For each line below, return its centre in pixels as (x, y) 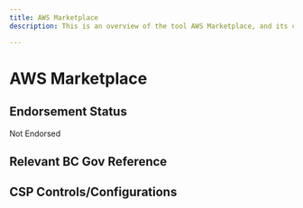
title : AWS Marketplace (54, 18)
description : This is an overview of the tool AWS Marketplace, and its (149, 26)
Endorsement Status (69, 112)
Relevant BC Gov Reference (88, 162)
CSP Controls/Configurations (93, 192)
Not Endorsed (35, 133)
